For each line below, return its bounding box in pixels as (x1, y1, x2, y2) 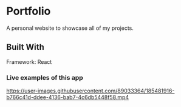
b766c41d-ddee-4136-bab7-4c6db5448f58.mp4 (6, 94, 129, 101)
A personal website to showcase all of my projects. (6, 24, 134, 32)
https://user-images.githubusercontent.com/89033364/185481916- (6, 87, 175, 95)
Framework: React (6, 58, 52, 65)
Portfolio (6, 4, 51, 18)
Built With (6, 42, 44, 52)
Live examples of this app (6, 73, 83, 81)
